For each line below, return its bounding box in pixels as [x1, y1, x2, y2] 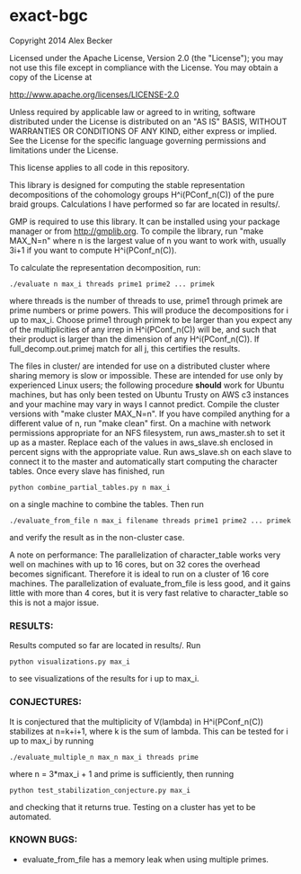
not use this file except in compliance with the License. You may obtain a [9, 62, 279, 73]
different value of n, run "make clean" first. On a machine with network [9, 417, 271, 428]
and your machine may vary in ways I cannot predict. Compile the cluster [9, 398, 280, 409]
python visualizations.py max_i [9, 657, 130, 666]
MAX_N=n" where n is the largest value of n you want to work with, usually [9, 235, 287, 245]
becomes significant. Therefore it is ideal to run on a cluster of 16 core [9, 568, 270, 579]
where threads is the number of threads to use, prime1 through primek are [9, 295, 283, 306]
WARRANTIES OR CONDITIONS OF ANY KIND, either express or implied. [9, 125, 277, 136]
